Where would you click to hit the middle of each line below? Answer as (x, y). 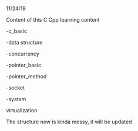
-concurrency (23, 54)
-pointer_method (26, 76)
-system (16, 99)
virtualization (22, 110)
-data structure (24, 42)
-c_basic (17, 31)
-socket (16, 88)
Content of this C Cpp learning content (53, 20)
